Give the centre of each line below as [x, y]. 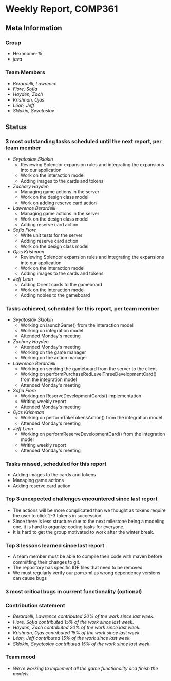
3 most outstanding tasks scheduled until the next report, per [83, 142]
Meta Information [34, 28]
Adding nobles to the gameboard [55, 295]
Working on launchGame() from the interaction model [77, 325]
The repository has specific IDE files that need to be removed [78, 568]
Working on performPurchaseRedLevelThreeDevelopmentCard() [88, 374]
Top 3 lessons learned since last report [55, 545]
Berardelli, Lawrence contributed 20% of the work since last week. [84, 616]
